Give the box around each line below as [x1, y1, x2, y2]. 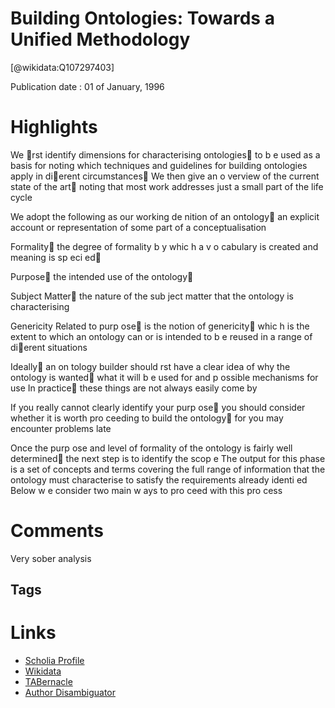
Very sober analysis [10, 552, 92, 564]
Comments [10, 520, 104, 542]
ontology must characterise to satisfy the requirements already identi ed [10, 473, 308, 486]
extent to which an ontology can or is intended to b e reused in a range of [10, 330, 313, 342]
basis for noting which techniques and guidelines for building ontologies [10, 159, 308, 171]
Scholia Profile [24, 655, 85, 667]
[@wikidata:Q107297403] [10, 61, 115, 73]
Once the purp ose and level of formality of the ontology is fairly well [10, 442, 293, 454]
